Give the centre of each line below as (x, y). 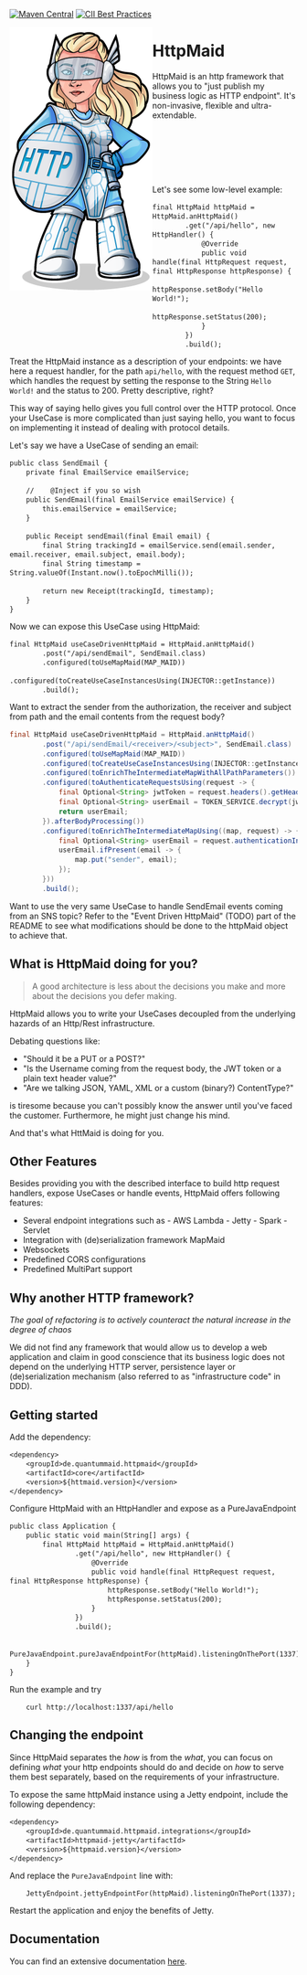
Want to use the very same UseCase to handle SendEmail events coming (146, 906)
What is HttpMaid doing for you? (104, 964)
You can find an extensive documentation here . (98, 1961)
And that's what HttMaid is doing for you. (87, 1132)
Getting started (54, 1415)
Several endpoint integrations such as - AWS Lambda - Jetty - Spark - (155, 1221)
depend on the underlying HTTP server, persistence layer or (122, 1367)
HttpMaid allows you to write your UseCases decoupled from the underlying (153, 1014)
